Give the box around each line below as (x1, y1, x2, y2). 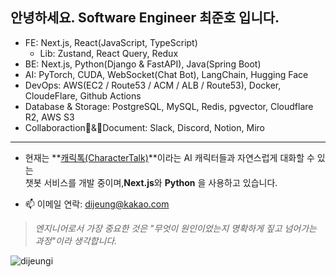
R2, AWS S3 (24, 111, 75, 123)
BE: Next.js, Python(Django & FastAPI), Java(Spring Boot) (24, 58, 262, 70)
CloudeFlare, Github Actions (24, 89, 142, 102)
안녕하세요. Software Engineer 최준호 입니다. (10, 9, 280, 27)
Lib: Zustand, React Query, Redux (39, 47, 179, 59)
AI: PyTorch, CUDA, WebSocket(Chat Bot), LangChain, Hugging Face (24, 68, 309, 80)
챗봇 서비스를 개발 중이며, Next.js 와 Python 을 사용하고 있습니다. (24, 176, 278, 188)
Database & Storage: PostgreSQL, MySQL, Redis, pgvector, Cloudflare (24, 100, 314, 112)
